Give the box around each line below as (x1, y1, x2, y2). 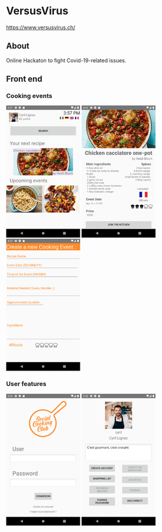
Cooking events (6, 92, 53, 100)
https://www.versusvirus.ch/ (6, 24, 76, 31)
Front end (6, 74, 43, 84)
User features (6, 380, 47, 388)
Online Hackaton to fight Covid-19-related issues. (6, 56, 127, 64)
